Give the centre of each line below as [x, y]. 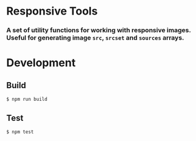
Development [41, 63]
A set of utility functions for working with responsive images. [99, 30]
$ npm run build [27, 99]
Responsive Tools [52, 11]
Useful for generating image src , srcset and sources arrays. [95, 38]
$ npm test [20, 132]
